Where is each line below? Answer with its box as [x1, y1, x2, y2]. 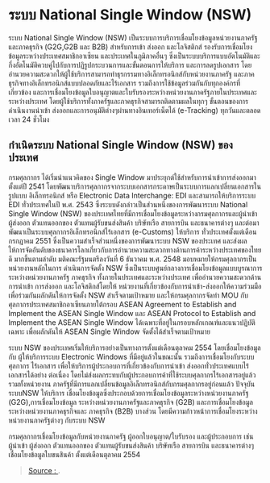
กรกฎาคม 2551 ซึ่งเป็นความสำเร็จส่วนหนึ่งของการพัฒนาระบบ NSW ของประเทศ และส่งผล [8, 235, 247, 245]
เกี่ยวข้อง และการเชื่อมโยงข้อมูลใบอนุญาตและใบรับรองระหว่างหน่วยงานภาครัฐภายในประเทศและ [8, 87, 258, 97]
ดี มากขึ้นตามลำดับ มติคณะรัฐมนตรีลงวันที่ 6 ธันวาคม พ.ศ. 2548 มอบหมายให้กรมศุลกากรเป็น [8, 254, 257, 264]
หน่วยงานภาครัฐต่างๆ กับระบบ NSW [8, 415, 106, 425]
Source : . [27, 465, 60, 475]
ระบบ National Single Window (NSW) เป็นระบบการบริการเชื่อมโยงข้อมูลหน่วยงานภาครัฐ [8, 32, 258, 42]
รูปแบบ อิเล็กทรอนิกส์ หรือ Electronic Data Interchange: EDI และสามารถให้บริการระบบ [8, 190, 256, 200]
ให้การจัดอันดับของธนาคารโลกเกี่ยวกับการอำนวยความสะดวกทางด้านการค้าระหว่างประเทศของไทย [8, 244, 262, 255]
